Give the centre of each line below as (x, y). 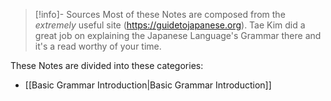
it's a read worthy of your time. (98, 46)
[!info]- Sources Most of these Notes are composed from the (160, 14)
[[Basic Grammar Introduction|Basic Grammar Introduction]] (148, 85)
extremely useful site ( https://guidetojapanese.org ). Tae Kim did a (170, 25)
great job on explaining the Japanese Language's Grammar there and (178, 35)
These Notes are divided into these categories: (107, 65)
